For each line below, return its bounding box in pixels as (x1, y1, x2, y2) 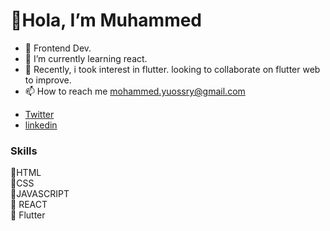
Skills (10, 144, 38, 158)
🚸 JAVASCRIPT (10, 188, 70, 200)
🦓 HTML (10, 167, 42, 179)
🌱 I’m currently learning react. (24, 52, 148, 64)
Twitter (24, 108, 55, 120)
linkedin (24, 119, 58, 131)
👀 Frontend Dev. (24, 42, 92, 54)
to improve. (24, 74, 72, 86)
